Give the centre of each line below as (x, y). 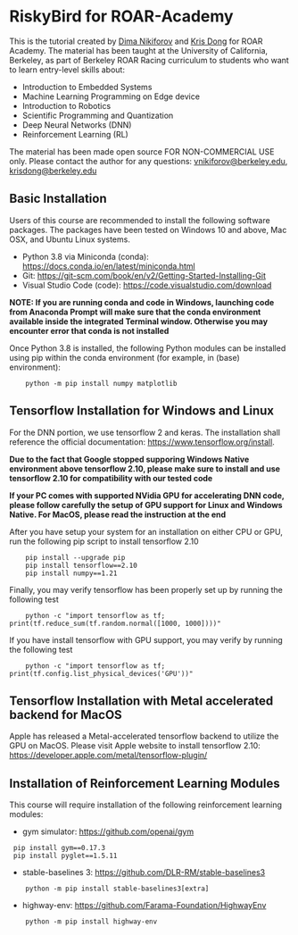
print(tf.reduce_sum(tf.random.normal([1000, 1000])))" (115, 623)
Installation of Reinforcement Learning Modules (145, 783)
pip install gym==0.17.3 (59, 848)
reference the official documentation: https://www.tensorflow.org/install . (142, 442)
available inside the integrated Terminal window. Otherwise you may (139, 321)
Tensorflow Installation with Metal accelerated (141, 701)
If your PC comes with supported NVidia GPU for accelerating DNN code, (147, 495)
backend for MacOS (66, 715)
